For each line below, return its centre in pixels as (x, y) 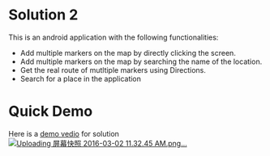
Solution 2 (43, 15)
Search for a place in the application (81, 78)
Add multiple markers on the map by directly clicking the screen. (128, 53)
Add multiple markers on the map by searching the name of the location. (141, 61)
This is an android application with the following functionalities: (114, 37)
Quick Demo (51, 112)
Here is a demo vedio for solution (64, 133)
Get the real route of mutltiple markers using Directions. (113, 70)
